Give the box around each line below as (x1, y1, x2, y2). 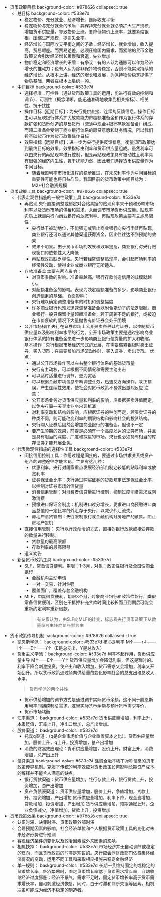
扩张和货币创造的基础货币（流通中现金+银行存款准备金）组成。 (28, 121, 156, 127)
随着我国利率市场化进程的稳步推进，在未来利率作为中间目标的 (31, 170, 157, 176)
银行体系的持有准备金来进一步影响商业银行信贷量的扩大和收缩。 (24, 336, 153, 341)
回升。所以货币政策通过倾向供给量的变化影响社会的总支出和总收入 (21, 670, 155, 675)
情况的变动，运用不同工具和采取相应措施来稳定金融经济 (21, 856, 133, 862)
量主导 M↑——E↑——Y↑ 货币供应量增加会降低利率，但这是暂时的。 (17, 657, 156, 663)
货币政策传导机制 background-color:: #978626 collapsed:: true (9, 633, 137, 638)
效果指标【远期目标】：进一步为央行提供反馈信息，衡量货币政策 (24, 139, 151, 145)
